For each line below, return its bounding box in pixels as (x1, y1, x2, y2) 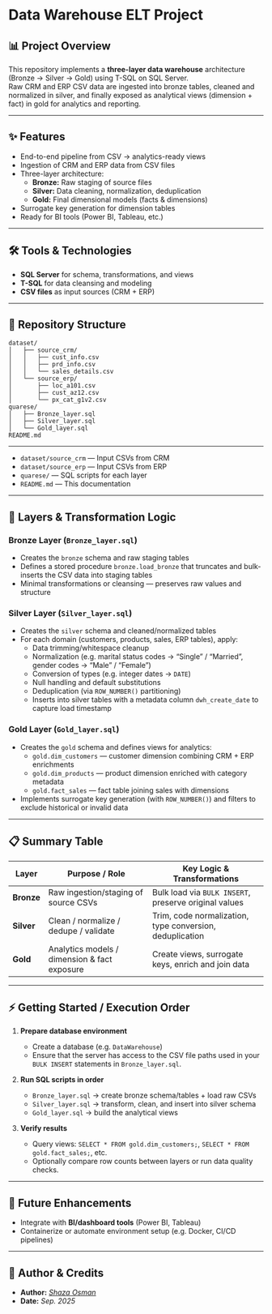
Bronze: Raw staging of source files (32, 177, 152, 187)
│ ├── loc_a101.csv (8, 382, 96, 390)
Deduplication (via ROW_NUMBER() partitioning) (32, 687, 181, 696)
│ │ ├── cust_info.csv (8, 353, 100, 362)
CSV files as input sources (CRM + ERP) (19, 286, 155, 297)
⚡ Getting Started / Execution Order (8, 1000, 190, 1014)
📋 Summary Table (8, 835, 104, 849)
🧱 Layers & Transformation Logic (8, 510, 176, 524)
